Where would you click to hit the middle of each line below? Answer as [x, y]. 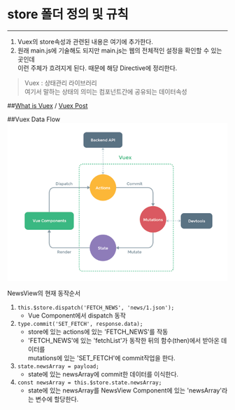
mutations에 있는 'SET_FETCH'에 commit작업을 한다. [102, 357]
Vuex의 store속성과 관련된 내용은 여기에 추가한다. [85, 41]
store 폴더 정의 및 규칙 [68, 14]
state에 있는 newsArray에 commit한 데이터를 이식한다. [103, 374]
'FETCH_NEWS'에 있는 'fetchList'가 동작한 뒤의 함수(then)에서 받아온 [124, 340]
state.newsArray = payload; [58, 366]
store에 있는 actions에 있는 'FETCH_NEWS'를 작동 [98, 332]
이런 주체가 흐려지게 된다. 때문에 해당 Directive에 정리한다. [97, 68]
